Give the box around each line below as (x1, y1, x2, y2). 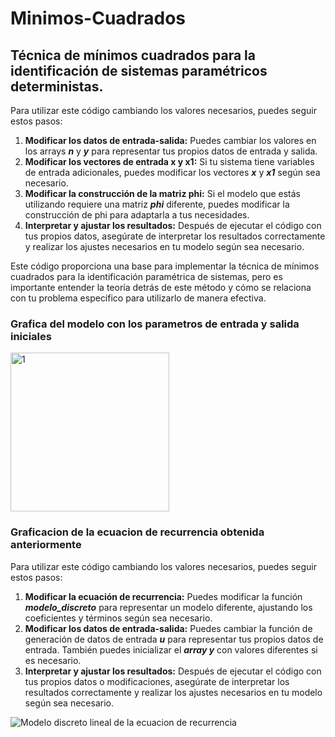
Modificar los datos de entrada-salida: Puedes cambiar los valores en (24, 135, 317, 146)
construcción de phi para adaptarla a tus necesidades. (24, 209, 250, 221)
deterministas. (10, 78, 104, 95)
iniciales (10, 329, 52, 343)
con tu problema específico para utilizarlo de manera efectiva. (10, 292, 267, 304)
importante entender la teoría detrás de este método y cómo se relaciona (10, 282, 312, 293)
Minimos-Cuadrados (10, 7, 187, 30)
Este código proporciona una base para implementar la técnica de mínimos (10, 260, 320, 272)
